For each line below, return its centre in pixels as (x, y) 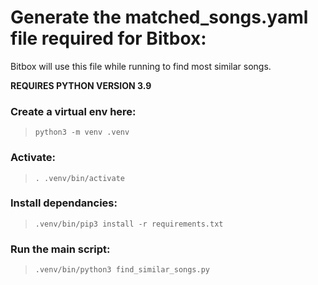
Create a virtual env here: (73, 111)
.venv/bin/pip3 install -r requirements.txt (129, 224)
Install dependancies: (64, 203)
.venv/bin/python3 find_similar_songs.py (122, 270)
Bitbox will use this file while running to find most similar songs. (141, 66)
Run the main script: (60, 249)
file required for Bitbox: (108, 38)
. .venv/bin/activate (79, 178)
